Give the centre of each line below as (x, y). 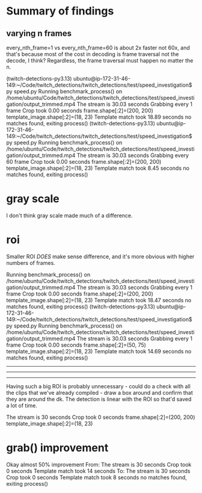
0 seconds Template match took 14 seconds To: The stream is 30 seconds (98, 471)
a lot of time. (22, 405)
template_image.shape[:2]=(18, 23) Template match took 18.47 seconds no (99, 300)
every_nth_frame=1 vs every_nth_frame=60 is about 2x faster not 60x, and (98, 48)
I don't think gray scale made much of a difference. (70, 215)
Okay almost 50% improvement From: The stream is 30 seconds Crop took (99, 464)
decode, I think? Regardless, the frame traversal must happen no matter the (100, 60)
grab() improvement (57, 448)
